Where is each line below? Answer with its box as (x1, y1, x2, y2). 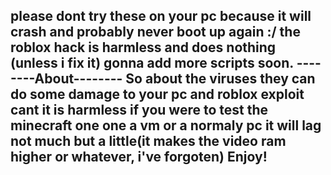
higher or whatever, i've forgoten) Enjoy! (10, 149, 268, 166)
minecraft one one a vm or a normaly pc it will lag (10, 117, 322, 134)
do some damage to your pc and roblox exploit (10, 86, 305, 103)
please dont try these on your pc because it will (10, 8, 312, 25)
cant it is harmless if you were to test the (10, 102, 268, 119)
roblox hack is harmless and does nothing (10, 39, 277, 56)
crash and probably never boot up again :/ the (10, 24, 301, 41)
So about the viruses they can (125, 70, 316, 88)
